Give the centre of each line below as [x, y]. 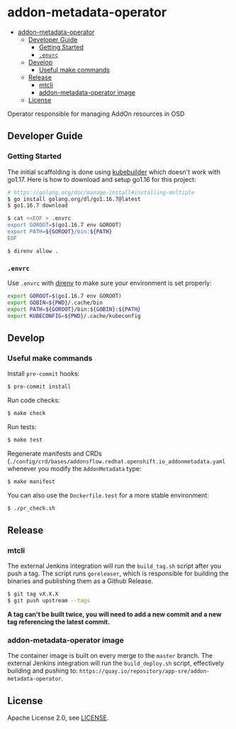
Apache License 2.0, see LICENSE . [58, 718]
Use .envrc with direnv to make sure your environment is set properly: [109, 283]
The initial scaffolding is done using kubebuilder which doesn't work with [114, 172]
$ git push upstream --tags [49, 601]
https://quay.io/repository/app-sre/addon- [145, 671]
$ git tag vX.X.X [33, 594]
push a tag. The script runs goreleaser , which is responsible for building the [118, 573]
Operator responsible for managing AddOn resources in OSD [96, 114]
